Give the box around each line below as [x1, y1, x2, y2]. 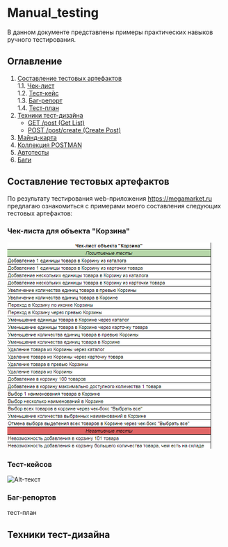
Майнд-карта [17, 133, 57, 141]
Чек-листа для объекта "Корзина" [7, 226, 131, 236]
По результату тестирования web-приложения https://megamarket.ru [7, 194, 213, 203]
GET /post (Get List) [27, 118, 85, 127]
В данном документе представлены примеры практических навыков [7, 28, 213, 36]
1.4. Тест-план [17, 103, 59, 112]
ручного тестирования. [7, 35, 76, 43]
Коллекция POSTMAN [17, 141, 82, 149]
